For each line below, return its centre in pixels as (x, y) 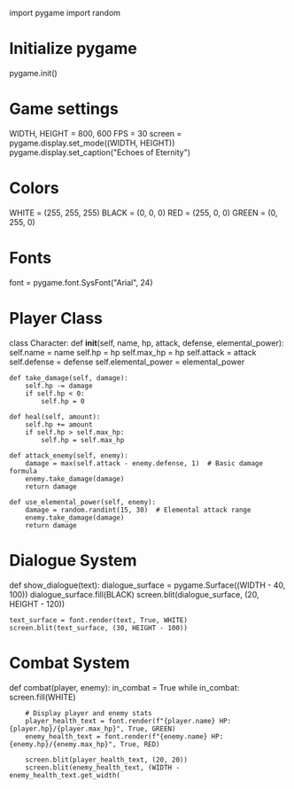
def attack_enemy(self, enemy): (69, 456)
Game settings (64, 109)
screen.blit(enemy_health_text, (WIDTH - (102, 767)
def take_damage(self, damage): (69, 378)
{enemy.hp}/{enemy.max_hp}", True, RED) (85, 744)
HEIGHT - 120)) (37, 604)
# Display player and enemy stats (89, 713)
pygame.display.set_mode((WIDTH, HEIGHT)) (92, 143)
